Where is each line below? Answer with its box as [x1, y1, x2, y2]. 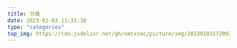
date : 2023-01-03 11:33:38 [7, 17, 87, 24]
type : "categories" [7, 23, 65, 30]
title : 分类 [7, 10, 40, 18]
